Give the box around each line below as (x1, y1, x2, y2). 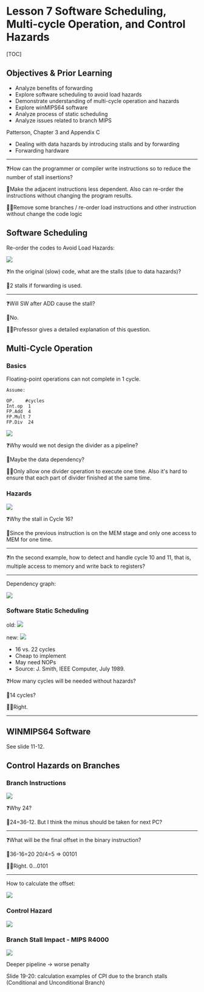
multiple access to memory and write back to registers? (6, 562, 146, 570)
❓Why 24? (6, 804, 32, 812)
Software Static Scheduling (6, 606, 89, 615)
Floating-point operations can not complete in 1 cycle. (6, 375, 141, 383)
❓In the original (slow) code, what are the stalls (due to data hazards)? (6, 267, 182, 275)
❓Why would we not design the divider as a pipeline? (6, 442, 138, 449)
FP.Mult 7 (6, 414, 32, 420)
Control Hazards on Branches (6, 761, 120, 771)
